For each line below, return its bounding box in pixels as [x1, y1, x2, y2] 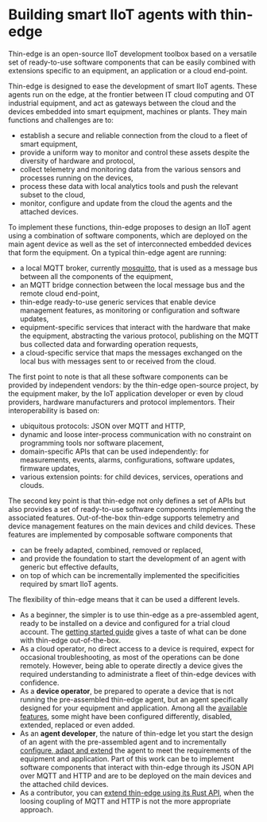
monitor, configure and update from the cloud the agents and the [19, 198, 233, 208]
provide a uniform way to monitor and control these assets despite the [19, 147, 250, 157]
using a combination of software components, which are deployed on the [8, 230, 248, 240]
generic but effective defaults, [19, 562, 119, 572]
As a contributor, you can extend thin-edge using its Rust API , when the [19, 788, 254, 797]
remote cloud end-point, [19, 289, 100, 298]
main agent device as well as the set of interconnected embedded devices [8, 239, 252, 249]
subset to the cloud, [19, 190, 86, 199]
